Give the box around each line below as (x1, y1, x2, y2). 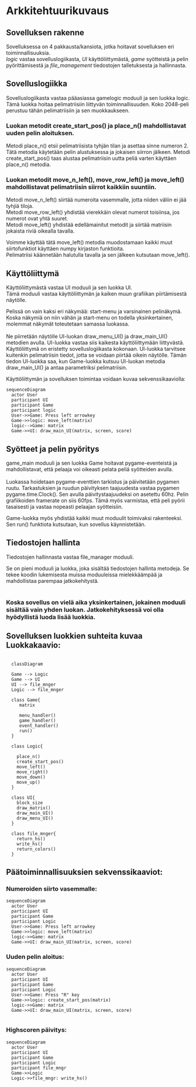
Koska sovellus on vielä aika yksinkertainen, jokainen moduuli (6, 598, 186, 606)
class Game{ (11, 697, 41, 703)
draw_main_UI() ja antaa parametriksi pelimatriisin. (6, 364, 128, 371)
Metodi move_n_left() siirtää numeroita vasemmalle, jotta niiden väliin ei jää (6, 196, 187, 203)
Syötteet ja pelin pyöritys (6, 444, 99, 454)
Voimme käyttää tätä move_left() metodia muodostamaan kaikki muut (6, 239, 173, 246)
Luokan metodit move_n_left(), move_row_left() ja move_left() (6, 176, 184, 184)
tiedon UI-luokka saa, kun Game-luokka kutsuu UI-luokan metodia (6, 358, 166, 365)
